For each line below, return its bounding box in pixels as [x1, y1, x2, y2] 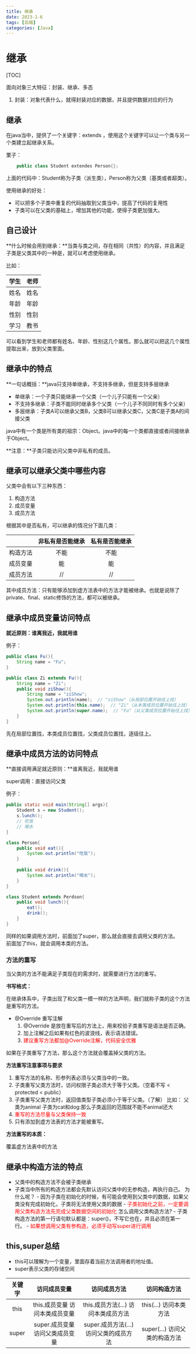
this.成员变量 [33, 1301, 68, 1309]
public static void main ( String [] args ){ [6, 802, 108, 808]
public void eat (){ [16, 845, 64, 851]
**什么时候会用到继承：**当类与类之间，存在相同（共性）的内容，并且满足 [6, 242, 185, 249]
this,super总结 [6, 1241, 60, 1251]
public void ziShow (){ [16, 686, 72, 692]
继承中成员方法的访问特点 [6, 749, 98, 759]
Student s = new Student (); [16, 808, 85, 813]
